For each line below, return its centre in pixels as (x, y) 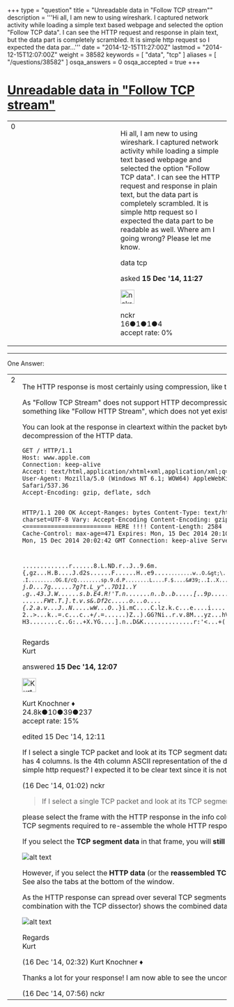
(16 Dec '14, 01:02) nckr (63, 785)
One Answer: (26, 363)
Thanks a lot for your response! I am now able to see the (114, 978)
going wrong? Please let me (166, 238)
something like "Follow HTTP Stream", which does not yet (116, 411)
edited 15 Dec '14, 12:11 (64, 737)
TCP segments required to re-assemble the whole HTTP (114, 826)
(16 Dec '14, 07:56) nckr (63, 994)
